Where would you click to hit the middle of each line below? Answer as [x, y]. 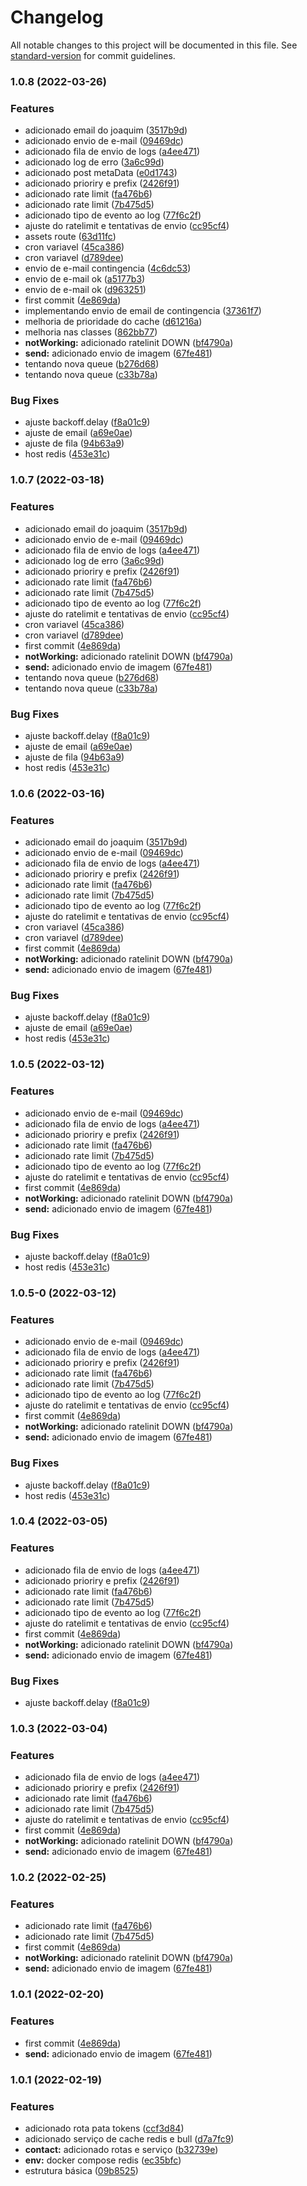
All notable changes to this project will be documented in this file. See [154, 45]
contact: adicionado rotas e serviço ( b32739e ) [121, 2149]
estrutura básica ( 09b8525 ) [81, 2170]
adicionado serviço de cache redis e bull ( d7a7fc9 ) [129, 2138]
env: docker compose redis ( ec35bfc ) [103, 2160]
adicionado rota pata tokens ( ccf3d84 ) [104, 2128]
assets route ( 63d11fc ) [70, 237]
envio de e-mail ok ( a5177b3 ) [85, 279]
